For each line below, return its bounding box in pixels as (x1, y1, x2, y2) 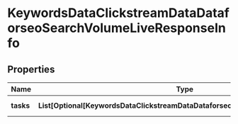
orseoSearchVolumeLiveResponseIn (7, 20, 227, 36)
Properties (7, 63, 55, 75)
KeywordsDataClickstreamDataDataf (7, 5, 230, 21)
